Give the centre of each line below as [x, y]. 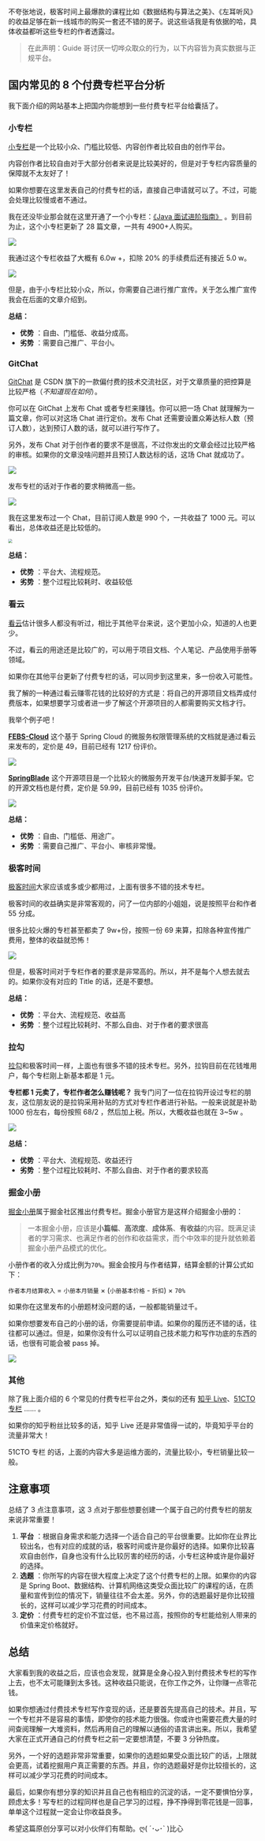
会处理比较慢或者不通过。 [50, 200]
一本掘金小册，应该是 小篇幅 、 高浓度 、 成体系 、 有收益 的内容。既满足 [138, 1228]
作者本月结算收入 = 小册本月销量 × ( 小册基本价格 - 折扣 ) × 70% [97, 1290]
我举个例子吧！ [32, 719]
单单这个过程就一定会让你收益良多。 [67, 1811]
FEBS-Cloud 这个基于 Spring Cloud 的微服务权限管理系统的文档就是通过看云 [132, 736]
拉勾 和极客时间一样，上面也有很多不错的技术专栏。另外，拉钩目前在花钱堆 [129, 1066]
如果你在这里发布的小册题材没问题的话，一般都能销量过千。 [105, 1306]
